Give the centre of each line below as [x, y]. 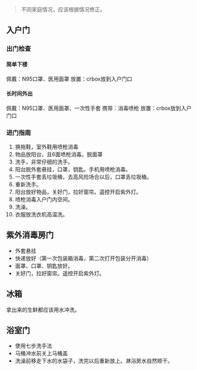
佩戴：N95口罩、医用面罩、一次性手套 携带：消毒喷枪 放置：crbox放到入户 [99, 108]
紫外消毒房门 [30, 235]
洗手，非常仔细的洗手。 [44, 162]
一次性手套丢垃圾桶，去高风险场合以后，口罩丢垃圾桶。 [83, 177]
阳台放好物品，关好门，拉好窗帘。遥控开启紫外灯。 [78, 192]
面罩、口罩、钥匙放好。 [44, 265]
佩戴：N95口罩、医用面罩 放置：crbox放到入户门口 [69, 79]
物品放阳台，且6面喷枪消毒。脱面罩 [59, 154]
